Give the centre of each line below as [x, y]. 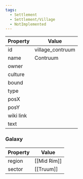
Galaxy [14, 139]
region [15, 161]
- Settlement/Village [33, 19]
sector [15, 169]
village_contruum [55, 50]
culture [16, 75]
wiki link [17, 116]
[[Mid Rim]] [48, 161]
